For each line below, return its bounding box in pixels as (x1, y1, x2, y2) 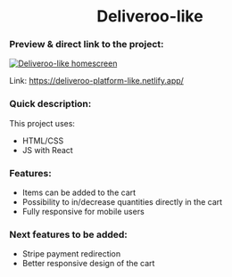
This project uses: (9, 118, 76, 128)
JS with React (21, 144, 73, 155)
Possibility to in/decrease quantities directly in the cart (21, 197, 223, 208)
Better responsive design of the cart (21, 258, 155, 269)
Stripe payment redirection (21, 248, 121, 259)
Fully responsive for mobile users (21, 207, 145, 217)
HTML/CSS (21, 135, 64, 146)
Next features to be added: (9, 229, 128, 240)
